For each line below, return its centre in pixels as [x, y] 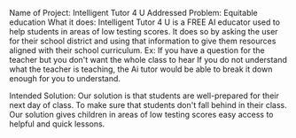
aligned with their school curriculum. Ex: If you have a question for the [137, 50]
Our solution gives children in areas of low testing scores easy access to [141, 115]
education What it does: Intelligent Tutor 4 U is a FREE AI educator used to [145, 22]
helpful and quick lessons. [57, 124]
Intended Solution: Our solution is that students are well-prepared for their [144, 96]
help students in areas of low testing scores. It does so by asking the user [144, 31]
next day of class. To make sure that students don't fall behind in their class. [148, 105]
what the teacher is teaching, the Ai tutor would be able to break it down [141, 69]
